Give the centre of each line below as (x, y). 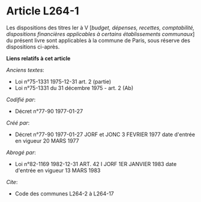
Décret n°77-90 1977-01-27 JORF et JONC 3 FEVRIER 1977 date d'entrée (105, 134)
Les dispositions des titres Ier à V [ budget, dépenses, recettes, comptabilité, (100, 28)
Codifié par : (21, 100)
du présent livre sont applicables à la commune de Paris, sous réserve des (98, 40)
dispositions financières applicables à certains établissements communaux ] (100, 34)
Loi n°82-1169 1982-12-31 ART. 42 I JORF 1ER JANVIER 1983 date (96, 164)
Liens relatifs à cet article (38, 58)
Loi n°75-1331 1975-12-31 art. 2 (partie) (63, 82)
